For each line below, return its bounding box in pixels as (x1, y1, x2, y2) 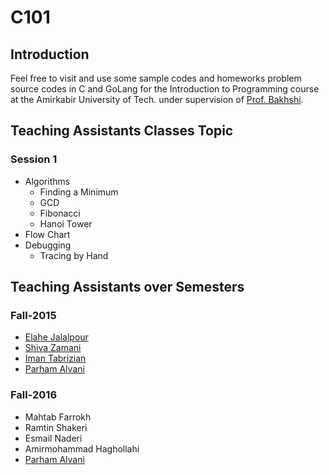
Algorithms (24, 175, 71, 187)
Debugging (24, 239, 72, 251)
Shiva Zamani (24, 342, 82, 354)
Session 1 (10, 152, 58, 166)
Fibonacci (39, 207, 81, 219)
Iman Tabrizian (24, 352, 87, 365)
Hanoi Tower (39, 217, 93, 230)
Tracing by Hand (39, 249, 109, 261)
